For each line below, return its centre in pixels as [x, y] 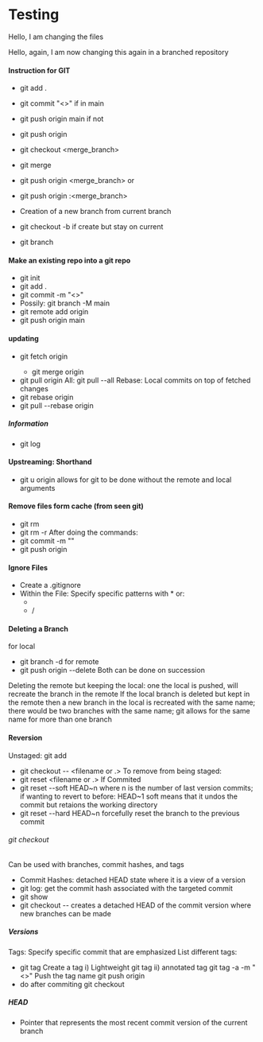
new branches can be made [65, 913]
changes [34, 388]
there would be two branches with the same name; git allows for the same [129, 711]
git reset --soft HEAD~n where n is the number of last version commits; [136, 787]
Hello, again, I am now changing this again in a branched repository [118, 52]
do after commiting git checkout [72, 984]
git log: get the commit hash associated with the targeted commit [126, 888]
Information [29, 424]
